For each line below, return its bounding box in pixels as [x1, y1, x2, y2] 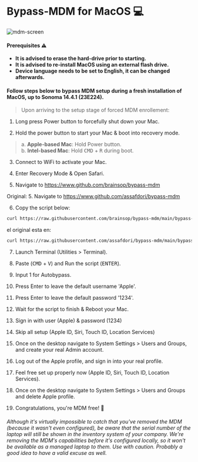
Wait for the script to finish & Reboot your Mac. [15, 306, 129, 313]
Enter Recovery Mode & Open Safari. [15, 170, 105, 177]
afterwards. [15, 74, 45, 81]
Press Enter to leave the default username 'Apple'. [15, 283, 137, 290]
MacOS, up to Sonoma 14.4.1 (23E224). [6, 93, 104, 100]
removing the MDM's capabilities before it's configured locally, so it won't [6, 437, 186, 444]
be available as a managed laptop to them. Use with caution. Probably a [6, 443, 183, 450]
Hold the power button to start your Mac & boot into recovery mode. [15, 129, 180, 136]
